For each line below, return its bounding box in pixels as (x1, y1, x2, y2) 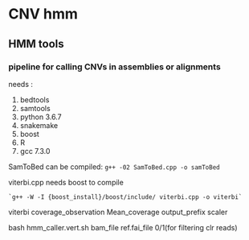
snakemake (19, 120, 59, 130)
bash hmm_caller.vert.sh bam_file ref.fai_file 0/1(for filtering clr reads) (8, 222, 239, 232)
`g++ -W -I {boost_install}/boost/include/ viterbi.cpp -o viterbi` (8, 192, 243, 201)
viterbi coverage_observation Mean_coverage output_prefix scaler (8, 207, 228, 217)
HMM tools (8, 37, 64, 51)
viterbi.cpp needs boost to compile (8, 177, 124, 187)
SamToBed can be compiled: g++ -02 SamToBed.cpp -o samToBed (8, 162, 221, 172)
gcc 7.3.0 (19, 146, 51, 155)
